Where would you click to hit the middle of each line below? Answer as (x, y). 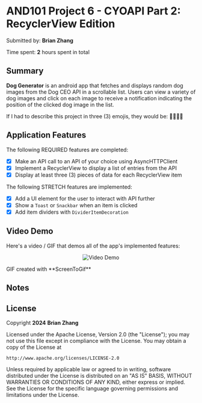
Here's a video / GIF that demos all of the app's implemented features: (93, 246)
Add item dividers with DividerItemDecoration (72, 212)
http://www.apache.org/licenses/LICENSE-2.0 (63, 358)
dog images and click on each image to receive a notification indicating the (99, 98)
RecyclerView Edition (61, 24)
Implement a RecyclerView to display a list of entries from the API (96, 168)
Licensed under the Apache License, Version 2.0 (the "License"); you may (98, 334)
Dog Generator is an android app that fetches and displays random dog (95, 85)
